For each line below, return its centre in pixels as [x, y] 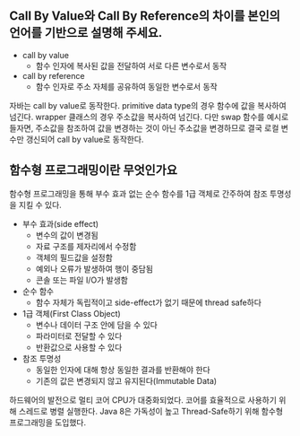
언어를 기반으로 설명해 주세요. [86, 33]
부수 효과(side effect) [60, 223]
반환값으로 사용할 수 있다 [79, 347]
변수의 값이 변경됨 [67, 235]
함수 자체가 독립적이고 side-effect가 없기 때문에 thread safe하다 [149, 302]
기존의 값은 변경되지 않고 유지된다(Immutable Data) [126, 380]
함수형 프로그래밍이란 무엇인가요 [93, 170]
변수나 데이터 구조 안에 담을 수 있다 [97, 325]
